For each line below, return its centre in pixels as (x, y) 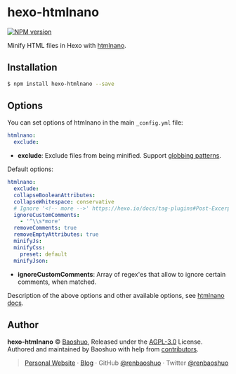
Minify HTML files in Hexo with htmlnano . (67, 45)
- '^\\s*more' (40, 222)
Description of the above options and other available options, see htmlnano (116, 295)
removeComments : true (45, 228)
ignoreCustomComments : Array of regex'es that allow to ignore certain (122, 274)
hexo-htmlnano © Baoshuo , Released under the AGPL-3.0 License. (105, 342)
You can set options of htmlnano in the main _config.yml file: (96, 123)
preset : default (44, 254)
